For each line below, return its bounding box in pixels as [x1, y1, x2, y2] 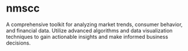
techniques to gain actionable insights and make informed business [6, 33, 168, 40]
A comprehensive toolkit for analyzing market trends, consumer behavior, [6, 21, 183, 28]
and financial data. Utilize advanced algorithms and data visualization [6, 27, 173, 34]
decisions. [6, 39, 31, 46]
